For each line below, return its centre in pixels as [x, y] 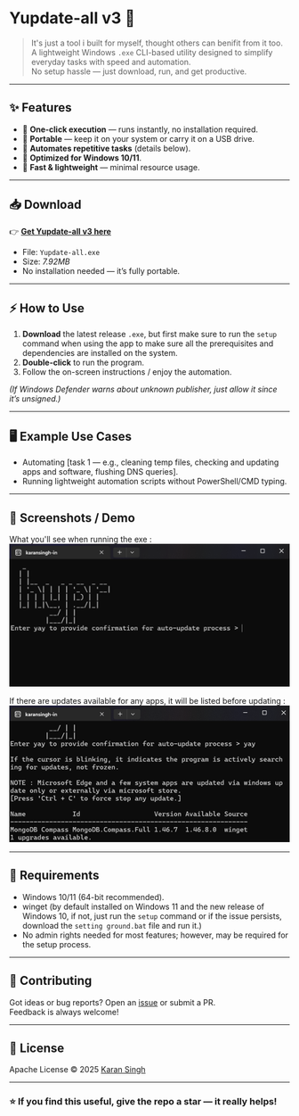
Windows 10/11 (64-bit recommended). [93, 897]
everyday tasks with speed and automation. [111, 62]
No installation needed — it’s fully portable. [101, 270]
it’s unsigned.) [35, 399]
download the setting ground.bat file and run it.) [112, 925]
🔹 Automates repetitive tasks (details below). [106, 148]
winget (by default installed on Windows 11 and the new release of [143, 906]
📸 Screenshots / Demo [72, 518]
